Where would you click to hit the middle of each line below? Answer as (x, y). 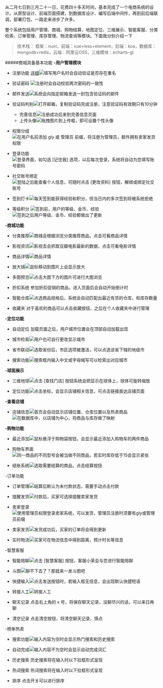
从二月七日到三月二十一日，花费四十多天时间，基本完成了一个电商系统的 (77, 7)
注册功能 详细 (25, 73)
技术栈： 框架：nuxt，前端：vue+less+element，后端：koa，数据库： (87, 46)
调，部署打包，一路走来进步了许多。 (41, 19)
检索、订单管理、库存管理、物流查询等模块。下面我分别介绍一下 (69, 36)
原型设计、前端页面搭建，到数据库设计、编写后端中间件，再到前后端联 (88, 13)
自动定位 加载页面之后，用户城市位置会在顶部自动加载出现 (70, 329)
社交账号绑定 (25, 176)
